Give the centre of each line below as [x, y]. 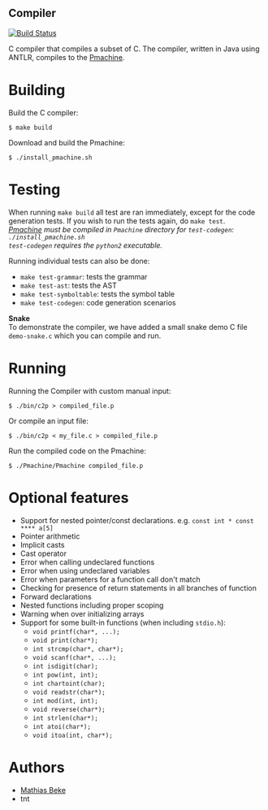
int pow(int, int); [65, 675]
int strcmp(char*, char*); [78, 649]
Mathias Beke [43, 790]
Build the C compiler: [43, 112]
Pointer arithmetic [50, 536]
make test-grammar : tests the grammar [84, 276]
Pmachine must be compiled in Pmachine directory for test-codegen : [121, 229]
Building [37, 90]
